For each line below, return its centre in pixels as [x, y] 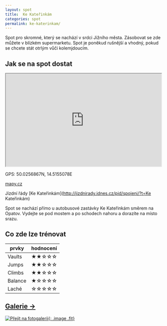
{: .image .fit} [62, 318]
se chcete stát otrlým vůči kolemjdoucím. [47, 48]
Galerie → [21, 306]
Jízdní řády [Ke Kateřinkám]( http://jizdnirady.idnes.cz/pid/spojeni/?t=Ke [78, 193]
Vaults [15, 257]
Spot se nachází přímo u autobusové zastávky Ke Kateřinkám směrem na [80, 208]
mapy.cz [14, 184]
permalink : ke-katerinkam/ [33, 24]
